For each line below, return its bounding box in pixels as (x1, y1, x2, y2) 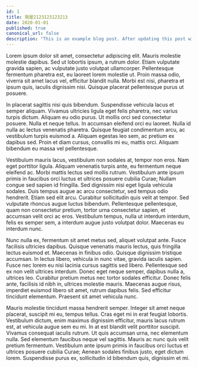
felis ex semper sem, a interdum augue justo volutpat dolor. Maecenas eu (6, 219, 184, 226)
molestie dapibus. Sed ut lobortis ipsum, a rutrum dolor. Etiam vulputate (6, 58, 180, 65)
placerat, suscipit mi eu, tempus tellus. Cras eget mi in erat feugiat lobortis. (6, 310, 188, 318)
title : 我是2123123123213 (6, 14, 68, 20)
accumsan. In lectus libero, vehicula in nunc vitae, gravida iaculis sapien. (6, 256, 183, 262)
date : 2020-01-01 (6, 19, 49, 25)
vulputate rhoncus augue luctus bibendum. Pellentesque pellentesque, (6, 200, 178, 207)
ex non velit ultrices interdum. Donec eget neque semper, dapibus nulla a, (6, 268, 185, 275)
